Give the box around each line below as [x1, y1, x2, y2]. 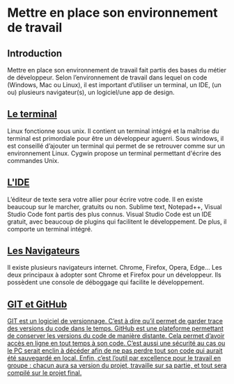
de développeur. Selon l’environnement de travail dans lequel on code [7, 73, 208, 82]
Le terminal [7, 108, 57, 120]
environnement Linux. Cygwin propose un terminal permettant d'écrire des [7, 148, 221, 158]
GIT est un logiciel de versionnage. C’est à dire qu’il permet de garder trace [7, 317, 223, 325]
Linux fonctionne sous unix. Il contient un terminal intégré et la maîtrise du [7, 127, 219, 135]
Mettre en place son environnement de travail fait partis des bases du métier [7, 66, 227, 74]
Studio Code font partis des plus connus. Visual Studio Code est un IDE [7, 210, 212, 218]
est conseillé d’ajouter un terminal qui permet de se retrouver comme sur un [7, 141, 225, 150]
